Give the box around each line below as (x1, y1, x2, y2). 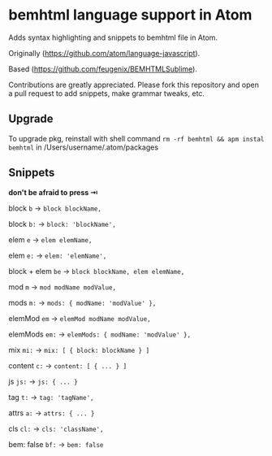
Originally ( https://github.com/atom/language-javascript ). (8, 48, 201, 58)
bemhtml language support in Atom (8, 6, 253, 24)
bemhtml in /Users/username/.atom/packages (8, 142, 159, 152)
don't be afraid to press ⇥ (8, 187, 98, 197)
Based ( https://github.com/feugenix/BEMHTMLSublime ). (8, 63, 197, 74)
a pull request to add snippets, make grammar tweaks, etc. (8, 88, 205, 98)
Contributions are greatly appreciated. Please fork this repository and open (8, 80, 260, 89)
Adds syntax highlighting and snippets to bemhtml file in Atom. (8, 33, 218, 42)
